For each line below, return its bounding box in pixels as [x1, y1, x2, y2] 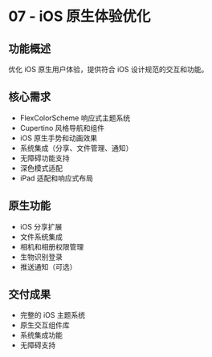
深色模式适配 [19, 163, 63, 172]
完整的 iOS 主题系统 [19, 310, 86, 320]
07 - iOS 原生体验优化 [8, 7, 151, 26]
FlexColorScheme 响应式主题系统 [19, 113, 131, 123]
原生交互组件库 [19, 320, 70, 330]
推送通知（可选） [19, 262, 77, 271]
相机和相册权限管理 [19, 241, 84, 251]
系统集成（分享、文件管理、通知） [19, 143, 133, 152]
